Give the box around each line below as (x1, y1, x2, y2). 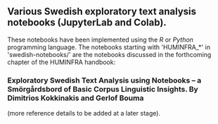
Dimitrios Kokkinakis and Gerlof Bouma (7, 93, 144, 103)
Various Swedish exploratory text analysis (7, 6, 197, 18)
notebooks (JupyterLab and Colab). (7, 17, 167, 29)
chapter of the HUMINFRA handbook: (7, 58, 116, 66)
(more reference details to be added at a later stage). (7, 109, 160, 118)
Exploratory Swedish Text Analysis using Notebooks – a (7, 75, 202, 85)
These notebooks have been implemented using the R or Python (7, 35, 193, 44)
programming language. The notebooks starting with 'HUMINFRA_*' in (7, 42, 211, 51)
